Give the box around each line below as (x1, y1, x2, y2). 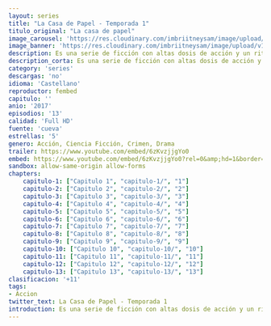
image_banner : (8, 42, 56, 50)
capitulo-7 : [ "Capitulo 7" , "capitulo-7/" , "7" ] (23, 222, 190, 231)
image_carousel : (8, 34, 63, 43)
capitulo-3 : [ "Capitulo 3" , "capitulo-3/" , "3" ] (23, 192, 190, 201)
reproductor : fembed (8, 87, 78, 95)
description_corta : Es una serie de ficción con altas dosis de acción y (8, 57, 262, 66)
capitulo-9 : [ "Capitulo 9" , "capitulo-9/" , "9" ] (23, 238, 190, 246)
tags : (8, 282, 27, 291)
